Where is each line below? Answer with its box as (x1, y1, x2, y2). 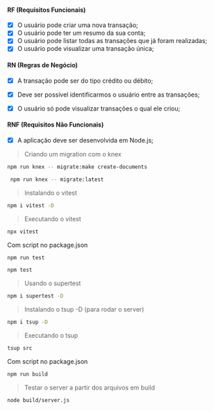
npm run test (7, 254, 45, 261)
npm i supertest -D (7, 293, 64, 300)
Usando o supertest (24, 279, 81, 288)
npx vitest (7, 228, 39, 235)
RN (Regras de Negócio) (7, 61, 79, 70)
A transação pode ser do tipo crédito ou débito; (17, 76, 154, 85)
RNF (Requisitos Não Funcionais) (7, 120, 104, 129)
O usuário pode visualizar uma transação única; (17, 45, 154, 53)
